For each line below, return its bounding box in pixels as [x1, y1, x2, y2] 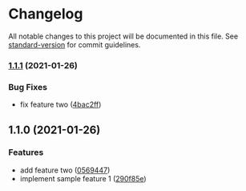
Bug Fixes [8, 81, 48, 92]
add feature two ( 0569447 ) [19, 165, 111, 175]
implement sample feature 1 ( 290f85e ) [19, 173, 147, 183]
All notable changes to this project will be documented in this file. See [8, 31, 239, 41]
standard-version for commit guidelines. [8, 39, 141, 49]
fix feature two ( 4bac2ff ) [19, 100, 102, 109]
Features [8, 147, 44, 158]
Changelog [8, 5, 83, 23]
